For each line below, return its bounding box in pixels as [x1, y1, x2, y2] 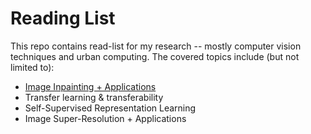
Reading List [10, 7, 116, 30]
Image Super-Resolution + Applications [24, 112, 187, 124]
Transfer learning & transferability [24, 91, 164, 103]
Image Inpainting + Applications [24, 80, 157, 92]
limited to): [10, 61, 55, 73]
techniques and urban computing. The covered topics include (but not [10, 50, 300, 62]
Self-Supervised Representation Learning [24, 102, 197, 114]
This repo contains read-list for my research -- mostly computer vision [10, 40, 302, 52]
